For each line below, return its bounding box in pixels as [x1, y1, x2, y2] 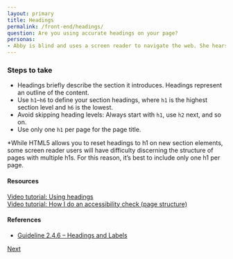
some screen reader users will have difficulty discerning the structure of [7, 147, 214, 155]
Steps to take [7, 65, 53, 75]
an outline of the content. [17, 88, 89, 97]
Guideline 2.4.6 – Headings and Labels [17, 231, 128, 240]
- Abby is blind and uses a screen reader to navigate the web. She [7, 42, 209, 49]
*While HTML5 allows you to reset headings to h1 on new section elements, [7, 139, 223, 147]
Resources [7, 176, 40, 185]
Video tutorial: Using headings [7, 192, 94, 201]
